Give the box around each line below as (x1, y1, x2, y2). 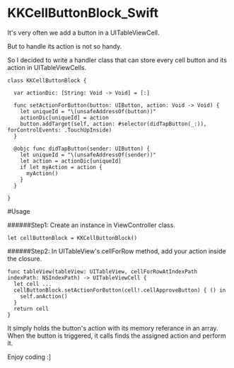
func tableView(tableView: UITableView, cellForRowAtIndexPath (7, 268, 198, 275)
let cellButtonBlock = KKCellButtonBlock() (7, 234, 138, 241)
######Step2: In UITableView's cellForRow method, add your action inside (7, 246, 226, 255)
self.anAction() (20, 292, 69, 300)
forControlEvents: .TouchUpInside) (7, 126, 112, 134)
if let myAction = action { (20, 163, 103, 171)
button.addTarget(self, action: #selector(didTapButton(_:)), (20, 120, 207, 127)
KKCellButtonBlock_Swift (7, 5, 159, 21)
